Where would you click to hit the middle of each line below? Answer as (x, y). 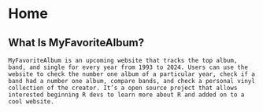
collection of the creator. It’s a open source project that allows (123, 88)
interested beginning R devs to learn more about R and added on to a (126, 95)
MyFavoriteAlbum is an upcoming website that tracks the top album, (123, 60)
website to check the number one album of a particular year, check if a (132, 74)
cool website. (31, 102)
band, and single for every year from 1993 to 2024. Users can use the (128, 67)
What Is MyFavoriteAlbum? (76, 43)
